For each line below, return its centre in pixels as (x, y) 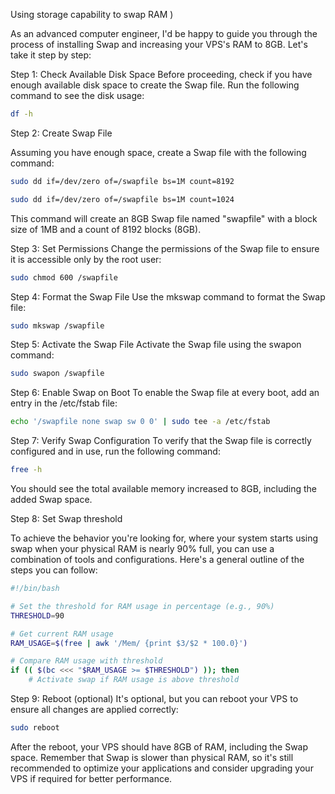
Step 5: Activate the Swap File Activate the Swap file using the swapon (156, 345)
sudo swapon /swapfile (57, 374)
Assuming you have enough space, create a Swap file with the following (158, 152)
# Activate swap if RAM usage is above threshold (134, 680)
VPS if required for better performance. (91, 778)
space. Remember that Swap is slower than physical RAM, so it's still (152, 757)
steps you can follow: (54, 570)
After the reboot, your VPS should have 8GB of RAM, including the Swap (159, 746)
